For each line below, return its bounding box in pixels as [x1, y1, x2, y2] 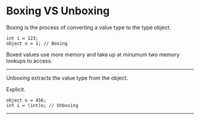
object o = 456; [6, 97, 46, 103]
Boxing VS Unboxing [6, 4, 110, 18]
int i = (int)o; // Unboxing [6, 102, 79, 108]
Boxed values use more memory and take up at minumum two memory [6, 50, 180, 58]
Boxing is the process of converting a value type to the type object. [6, 24, 171, 31]
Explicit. [6, 86, 26, 93]
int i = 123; [6, 35, 39, 41]
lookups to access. [6, 57, 52, 64]
